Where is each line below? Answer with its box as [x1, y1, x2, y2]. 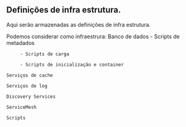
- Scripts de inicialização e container [20, 61, 124, 67]
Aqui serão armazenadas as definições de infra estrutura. [6, 21, 151, 28]
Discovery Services [6, 94, 56, 100]
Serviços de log [6, 83, 48, 89]
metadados [6, 39, 35, 46]
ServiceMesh [6, 104, 37, 110]
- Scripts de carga [20, 51, 70, 57]
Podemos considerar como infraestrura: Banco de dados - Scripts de [6, 33, 180, 40]
